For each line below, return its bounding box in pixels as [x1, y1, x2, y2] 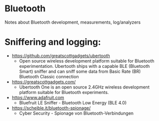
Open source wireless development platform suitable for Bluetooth [19, 58, 155, 64]
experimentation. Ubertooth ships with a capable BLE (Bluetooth [19, 63, 150, 69]
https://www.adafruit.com [11, 94, 65, 100]
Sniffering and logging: [4, 36, 101, 48]
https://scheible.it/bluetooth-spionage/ [11, 105, 91, 111]
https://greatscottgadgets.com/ [11, 79, 76, 85]
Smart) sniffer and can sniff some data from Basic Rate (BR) [19, 68, 141, 74]
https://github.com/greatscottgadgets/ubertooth [11, 53, 111, 59]
